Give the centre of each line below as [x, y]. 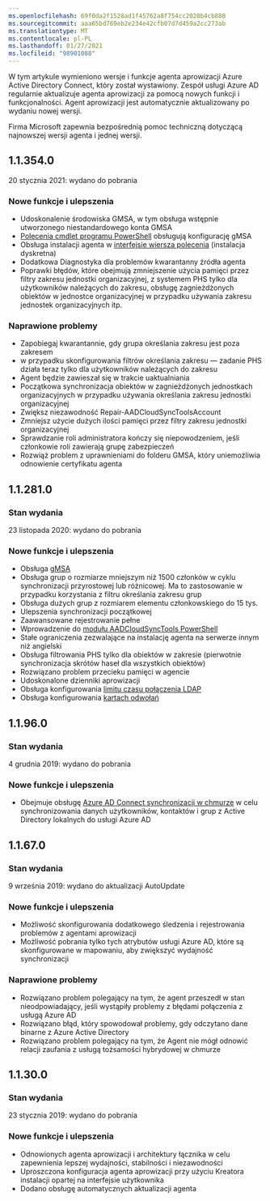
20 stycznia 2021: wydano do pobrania [73, 180]
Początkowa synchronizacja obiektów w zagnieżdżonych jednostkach [136, 386]
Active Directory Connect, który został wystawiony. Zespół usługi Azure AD [134, 85]
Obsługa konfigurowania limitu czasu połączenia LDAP [111, 689]
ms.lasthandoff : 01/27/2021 [56, 46]
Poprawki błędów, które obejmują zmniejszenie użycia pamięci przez [134, 270]
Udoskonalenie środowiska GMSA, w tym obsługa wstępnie [119, 219]
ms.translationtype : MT [49, 31]
